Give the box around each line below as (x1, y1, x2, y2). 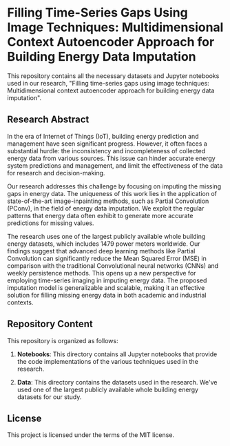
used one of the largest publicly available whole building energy (17, 385, 198, 394)
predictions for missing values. (7, 219, 94, 227)
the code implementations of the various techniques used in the (17, 357, 198, 365)
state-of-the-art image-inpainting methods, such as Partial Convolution (7, 197, 209, 205)
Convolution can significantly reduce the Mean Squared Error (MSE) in (7, 254, 207, 262)
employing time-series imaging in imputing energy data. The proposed (7, 276, 207, 284)
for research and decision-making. (7, 168, 105, 177)
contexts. (7, 298, 34, 307)
